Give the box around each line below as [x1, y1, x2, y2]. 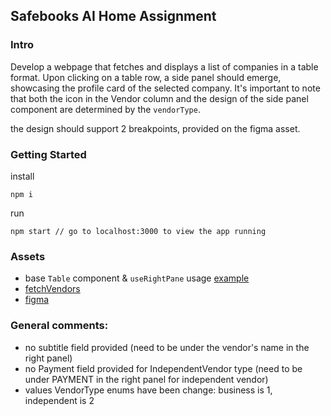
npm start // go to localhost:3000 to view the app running [10, 226, 267, 236]
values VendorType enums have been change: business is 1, [24, 384, 273, 396]
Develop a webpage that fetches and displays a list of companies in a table [10, 60, 319, 73]
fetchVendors [24, 283, 81, 295]
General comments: [10, 319, 109, 333]
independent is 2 [24, 394, 95, 406]
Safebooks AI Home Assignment [10, 8, 217, 25]
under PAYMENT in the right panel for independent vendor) [24, 373, 269, 385]
